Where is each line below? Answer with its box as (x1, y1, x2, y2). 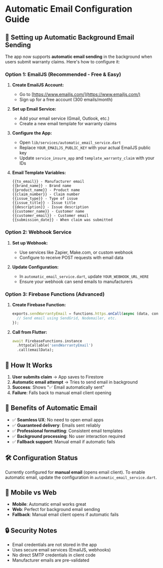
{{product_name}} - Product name (12, 188, 80, 193)
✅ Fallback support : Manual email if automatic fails (12, 438, 115, 444)
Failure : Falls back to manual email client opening (12, 390, 111, 396)
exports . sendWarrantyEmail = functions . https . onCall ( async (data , (12, 311, 150, 316)
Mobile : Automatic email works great (12, 501, 87, 507)
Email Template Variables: (12, 170, 66, 176)
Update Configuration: (12, 264, 59, 270)
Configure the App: (12, 130, 52, 136)
